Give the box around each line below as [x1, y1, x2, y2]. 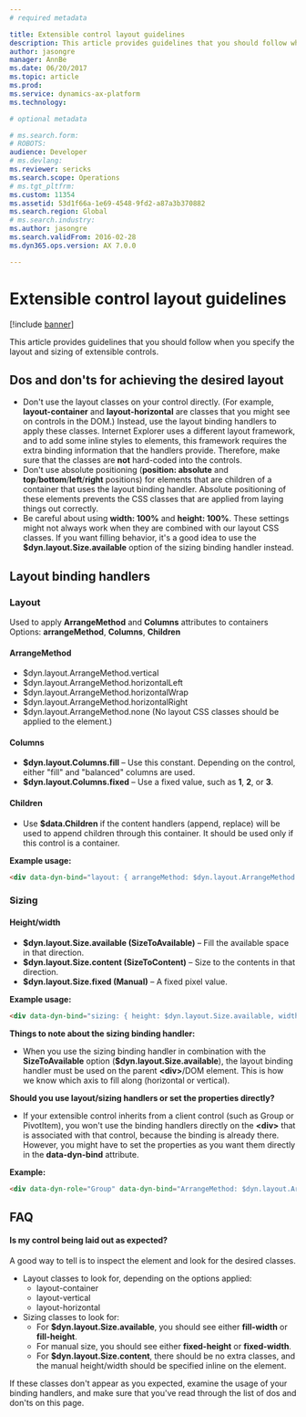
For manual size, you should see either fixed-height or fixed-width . [36, 1341, 291, 1352]
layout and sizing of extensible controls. [9, 346, 159, 357]
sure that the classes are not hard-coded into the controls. [22, 455, 243, 466]
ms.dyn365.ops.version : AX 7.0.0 [9, 241, 137, 250]
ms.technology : [9, 98, 67, 107]
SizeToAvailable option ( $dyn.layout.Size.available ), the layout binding [22, 1055, 293, 1066]
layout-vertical [36, 1293, 91, 1304]
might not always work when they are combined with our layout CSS [22, 522, 280, 534]
